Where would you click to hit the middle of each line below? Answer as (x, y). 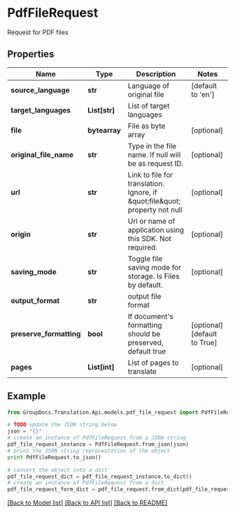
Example (27, 396)
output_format (35, 301)
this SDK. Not (150, 238)
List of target (149, 106)
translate (142, 371)
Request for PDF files (38, 32)
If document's (150, 316)
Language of (149, 85)
